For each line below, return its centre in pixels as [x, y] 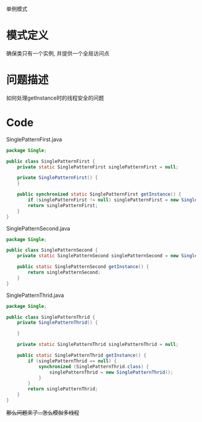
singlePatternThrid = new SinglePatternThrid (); [111, 372]
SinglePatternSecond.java [38, 228]
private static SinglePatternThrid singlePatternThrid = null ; [98, 345]
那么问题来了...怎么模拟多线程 [43, 412]
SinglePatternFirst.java [34, 139]
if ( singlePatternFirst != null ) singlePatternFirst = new [103, 200]
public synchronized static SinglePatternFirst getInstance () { [99, 194]
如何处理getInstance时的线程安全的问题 [55, 98]
